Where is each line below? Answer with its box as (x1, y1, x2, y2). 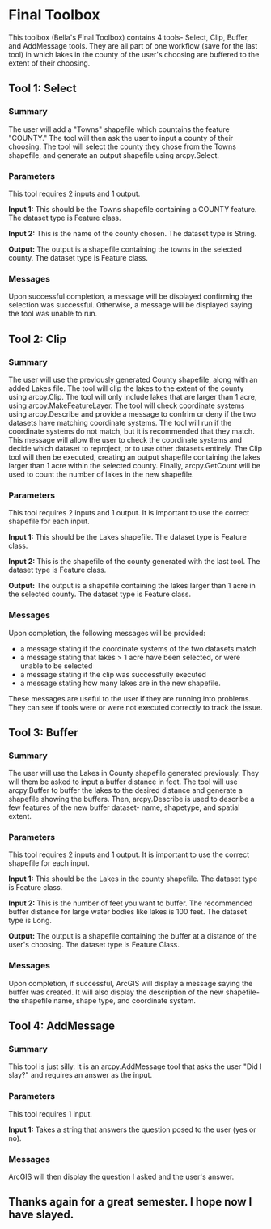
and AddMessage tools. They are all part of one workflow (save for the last (8, 40, 258, 50)
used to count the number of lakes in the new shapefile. (8, 469, 194, 479)
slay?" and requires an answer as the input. (8, 1070, 152, 1080)
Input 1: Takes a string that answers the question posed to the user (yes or (8, 1125, 256, 1134)
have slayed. (8, 1208, 74, 1222)
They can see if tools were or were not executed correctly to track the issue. (8, 702, 263, 712)
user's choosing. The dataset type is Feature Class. (8, 940, 180, 950)
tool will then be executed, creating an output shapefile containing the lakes (8, 451, 260, 462)
